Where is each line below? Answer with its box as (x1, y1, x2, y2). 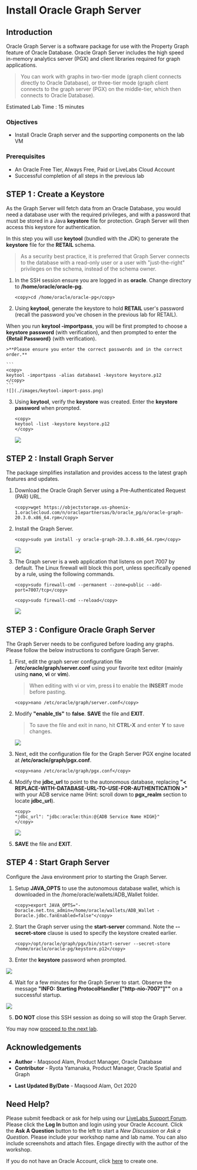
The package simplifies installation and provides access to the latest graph (6, 469, 187, 476)
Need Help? (6, 1099, 50, 1109)
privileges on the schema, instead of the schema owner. (20, 265, 157, 272)
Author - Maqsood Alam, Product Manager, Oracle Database (14, 1058, 162, 1065)
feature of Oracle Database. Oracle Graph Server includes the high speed (6, 49, 184, 56)
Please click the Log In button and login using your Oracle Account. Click (6, 1121, 183, 1128)
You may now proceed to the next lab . (6, 1025, 98, 1032)
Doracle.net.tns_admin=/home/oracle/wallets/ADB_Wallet (14, 907, 155, 913)
